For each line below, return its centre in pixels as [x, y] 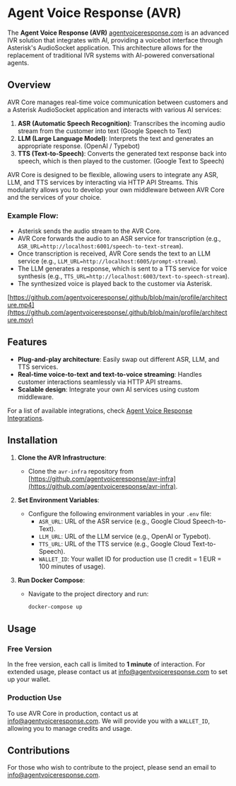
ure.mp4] [21, 305]
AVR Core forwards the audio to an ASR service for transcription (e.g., [119, 239]
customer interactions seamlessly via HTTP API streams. [100, 382]
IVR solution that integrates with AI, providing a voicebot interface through [115, 40]
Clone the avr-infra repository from [81, 471]
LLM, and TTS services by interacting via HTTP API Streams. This [103, 182]
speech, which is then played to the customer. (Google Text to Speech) [121, 161]
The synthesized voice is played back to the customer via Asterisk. [115, 284]
